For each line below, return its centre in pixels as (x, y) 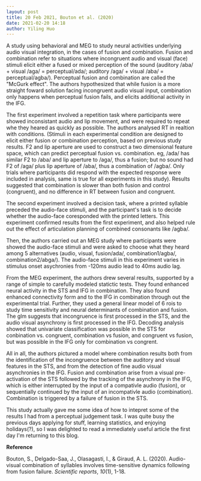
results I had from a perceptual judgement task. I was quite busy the (90, 417)
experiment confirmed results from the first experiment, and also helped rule (101, 223)
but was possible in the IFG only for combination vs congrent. (82, 342)
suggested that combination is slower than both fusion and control (88, 185)
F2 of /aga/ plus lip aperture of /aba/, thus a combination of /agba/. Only (95, 166)
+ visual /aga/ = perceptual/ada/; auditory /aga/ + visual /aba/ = (85, 71)
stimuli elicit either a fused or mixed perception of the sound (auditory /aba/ (100, 65)
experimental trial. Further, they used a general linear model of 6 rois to (94, 303)
